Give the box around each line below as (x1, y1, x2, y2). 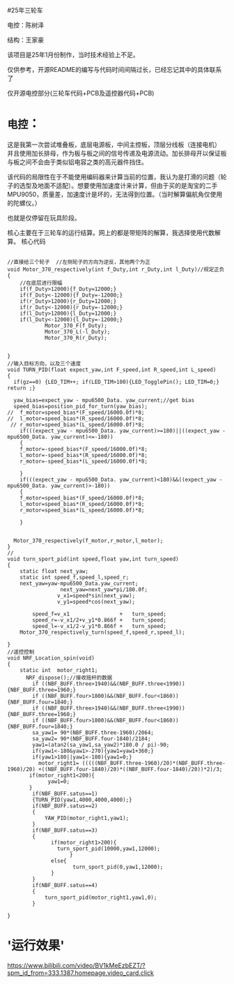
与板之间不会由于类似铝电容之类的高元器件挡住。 (7, 158, 148, 166)
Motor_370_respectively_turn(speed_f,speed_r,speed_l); (19, 629, 186, 636)
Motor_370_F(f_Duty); (44, 322, 108, 329)
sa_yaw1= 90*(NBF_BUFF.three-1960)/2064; (32, 729, 155, 736)
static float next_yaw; (19, 567, 89, 574)
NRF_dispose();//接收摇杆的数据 (25, 674, 113, 681)
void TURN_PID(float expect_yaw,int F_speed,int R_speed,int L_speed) (7, 366, 217, 373)
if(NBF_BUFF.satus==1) (32, 790, 98, 797)
